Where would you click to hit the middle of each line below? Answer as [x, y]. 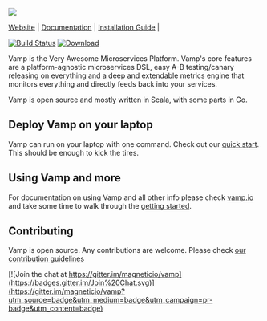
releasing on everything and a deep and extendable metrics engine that [126, 75]
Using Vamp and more [65, 178]
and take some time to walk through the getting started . [100, 205]
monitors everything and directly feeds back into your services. [113, 84]
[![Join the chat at [38, 274]
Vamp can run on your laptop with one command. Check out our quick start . [134, 144]
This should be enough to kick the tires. [73, 152]
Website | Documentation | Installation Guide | [84, 27]
